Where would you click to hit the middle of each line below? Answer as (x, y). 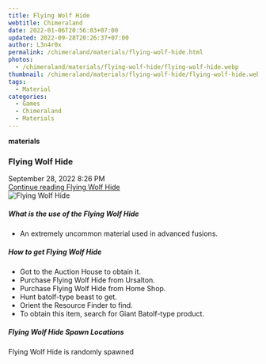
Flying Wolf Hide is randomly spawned (71, 352)
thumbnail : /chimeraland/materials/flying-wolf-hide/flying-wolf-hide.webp (136, 74)
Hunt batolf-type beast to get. (68, 297)
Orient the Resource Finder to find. (76, 305)
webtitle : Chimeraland (46, 23)
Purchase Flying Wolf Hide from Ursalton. (87, 280)
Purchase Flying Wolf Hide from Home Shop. (93, 289)
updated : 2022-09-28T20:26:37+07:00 (68, 38)
